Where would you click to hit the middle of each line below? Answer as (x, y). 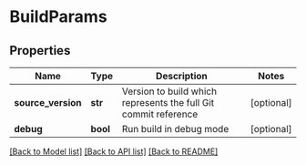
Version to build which (169, 91)
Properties (40, 51)
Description (182, 76)
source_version (48, 103)
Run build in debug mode (175, 129)
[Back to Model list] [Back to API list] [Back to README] (114, 151)
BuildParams (58, 17)
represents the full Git (168, 103)
